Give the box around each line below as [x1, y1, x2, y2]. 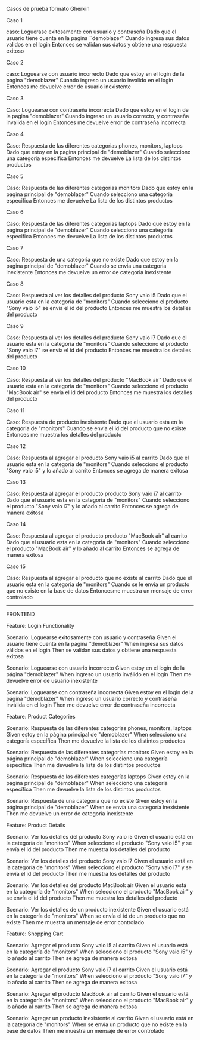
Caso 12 [6, 443, 26, 450]
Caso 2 [6, 59, 24, 66]
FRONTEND [6, 610, 35, 618]
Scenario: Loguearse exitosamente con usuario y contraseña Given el [6, 634, 177, 641]
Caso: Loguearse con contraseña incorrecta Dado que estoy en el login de [6, 106, 189, 113]
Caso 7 [6, 244, 24, 251]
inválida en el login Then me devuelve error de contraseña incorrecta [6, 701, 176, 708]
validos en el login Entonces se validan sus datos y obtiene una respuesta [6, 41, 187, 48]
